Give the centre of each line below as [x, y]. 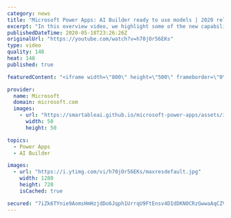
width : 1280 [36, 178]
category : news [29, 13]
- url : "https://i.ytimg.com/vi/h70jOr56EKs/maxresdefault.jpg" [107, 172]
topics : [18, 140]
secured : [20, 204]
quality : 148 [26, 52]
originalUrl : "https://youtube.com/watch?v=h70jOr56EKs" [90, 39]
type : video [24, 45]
